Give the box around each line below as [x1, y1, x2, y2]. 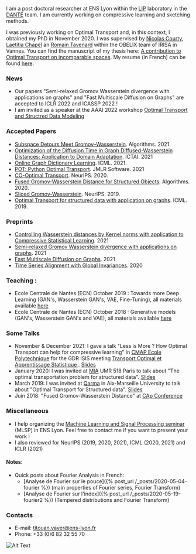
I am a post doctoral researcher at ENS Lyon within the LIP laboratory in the [6, 5, 187, 12]
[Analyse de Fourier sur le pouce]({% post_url [23, 477, 134, 485]
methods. [6, 18, 29, 24]
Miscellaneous [6, 407, 49, 415]
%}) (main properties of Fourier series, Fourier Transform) [40, 484, 181, 491]
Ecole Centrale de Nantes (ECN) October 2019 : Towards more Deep [14, 290, 180, 297]
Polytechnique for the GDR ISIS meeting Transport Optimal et [14, 355, 162, 362]
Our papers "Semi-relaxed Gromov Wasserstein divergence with [14, 88, 170, 95]
